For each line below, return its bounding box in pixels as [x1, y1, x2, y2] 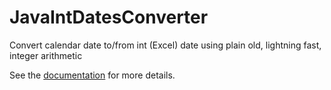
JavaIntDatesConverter [9, 6, 209, 29]
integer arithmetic [9, 49, 83, 61]
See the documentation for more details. [9, 69, 176, 81]
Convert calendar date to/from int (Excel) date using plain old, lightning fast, [9, 39, 322, 51]
